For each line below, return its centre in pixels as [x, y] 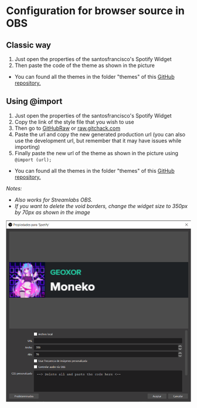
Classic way [29, 45]
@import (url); [33, 160]
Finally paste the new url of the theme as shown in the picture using [96, 153]
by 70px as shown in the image [52, 212]
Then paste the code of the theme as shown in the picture [85, 65]
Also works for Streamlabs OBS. [53, 200]
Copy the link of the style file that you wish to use [74, 122]
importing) [27, 147]
